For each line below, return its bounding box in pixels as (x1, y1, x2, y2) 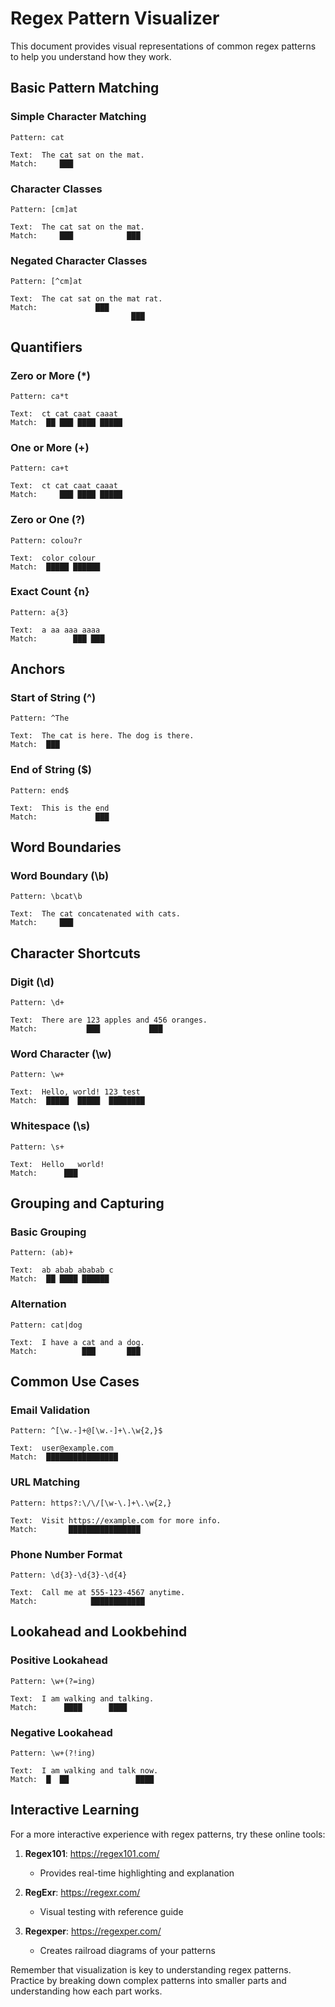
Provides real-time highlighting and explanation (39, 1867, 235, 1879)
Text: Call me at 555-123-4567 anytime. (10, 1588, 186, 1598)
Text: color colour (10, 553, 97, 563)
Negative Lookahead (10, 1725, 113, 1739)
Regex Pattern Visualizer (10, 7, 220, 30)
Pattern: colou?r (10, 535, 83, 546)
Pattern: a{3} (10, 607, 70, 617)
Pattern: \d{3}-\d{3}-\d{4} (10, 1570, 128, 1581)
